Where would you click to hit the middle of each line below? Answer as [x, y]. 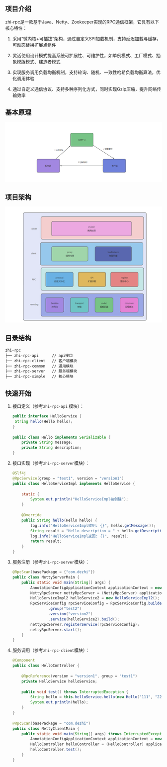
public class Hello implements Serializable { [61, 437]
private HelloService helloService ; [59, 681]
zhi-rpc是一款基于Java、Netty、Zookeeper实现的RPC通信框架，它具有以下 [82, 22]
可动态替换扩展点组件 [34, 45]
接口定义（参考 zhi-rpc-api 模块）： [48, 406]
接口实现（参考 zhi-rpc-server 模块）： [51, 463]
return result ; [46, 541]
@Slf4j [19, 473]
